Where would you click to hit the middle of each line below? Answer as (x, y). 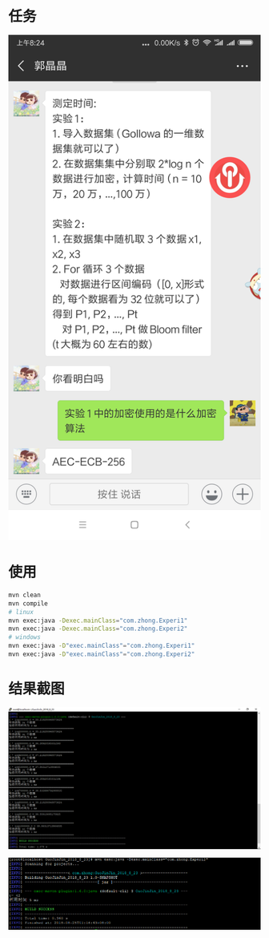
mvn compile (28, 603)
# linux (21, 612)
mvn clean (25, 595)
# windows (25, 637)
